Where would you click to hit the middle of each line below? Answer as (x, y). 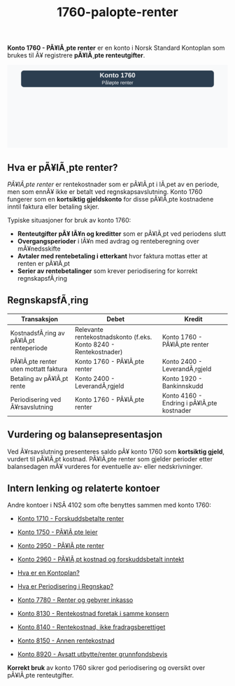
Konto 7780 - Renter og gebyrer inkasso (75, 600)
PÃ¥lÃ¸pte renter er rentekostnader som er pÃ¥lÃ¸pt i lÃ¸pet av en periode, (113, 184)
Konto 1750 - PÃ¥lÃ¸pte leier (57, 532)
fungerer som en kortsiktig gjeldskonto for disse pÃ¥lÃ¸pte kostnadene (111, 199)
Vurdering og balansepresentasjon (85, 435)
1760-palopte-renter (117, 12)
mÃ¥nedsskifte (39, 248)
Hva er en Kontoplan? (49, 573)
